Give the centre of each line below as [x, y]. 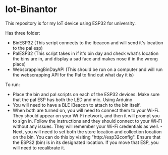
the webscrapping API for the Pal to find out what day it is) [73, 74]
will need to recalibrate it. [39, 147]
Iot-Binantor [31, 9]
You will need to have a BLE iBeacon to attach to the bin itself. [77, 105]
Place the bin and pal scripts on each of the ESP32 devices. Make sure [86, 94]
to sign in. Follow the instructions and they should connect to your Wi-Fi [87, 121]
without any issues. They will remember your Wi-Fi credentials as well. [86, 126]
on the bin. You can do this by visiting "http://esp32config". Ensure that [87, 137]
